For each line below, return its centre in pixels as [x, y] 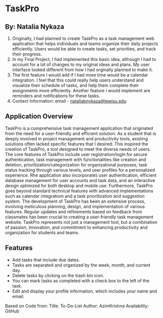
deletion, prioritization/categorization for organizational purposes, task [76, 164]
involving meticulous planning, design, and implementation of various [75, 206]
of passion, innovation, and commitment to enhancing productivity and [76, 227]
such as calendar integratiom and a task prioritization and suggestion [75, 196]
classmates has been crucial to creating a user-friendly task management [79, 217]
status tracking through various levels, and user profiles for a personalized [80, 170]
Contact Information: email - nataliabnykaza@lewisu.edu [69, 101]
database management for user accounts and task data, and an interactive [80, 180]
